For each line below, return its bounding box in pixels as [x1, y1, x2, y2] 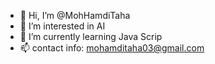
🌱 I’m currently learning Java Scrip [19, 31, 163, 42]
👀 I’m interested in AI [19, 20, 106, 32]
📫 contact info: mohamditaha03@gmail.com [19, 42, 205, 54]
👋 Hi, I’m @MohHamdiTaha [19, 10, 131, 21]
